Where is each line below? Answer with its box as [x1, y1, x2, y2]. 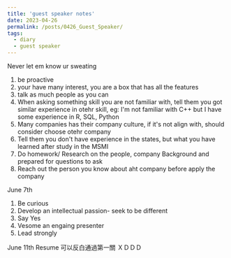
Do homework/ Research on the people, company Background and [17, 150, 209, 158]
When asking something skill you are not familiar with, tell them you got [17, 98, 223, 106]
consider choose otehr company [17, 127, 112, 136]
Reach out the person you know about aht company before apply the [17, 165, 216, 173]
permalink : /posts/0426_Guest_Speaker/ [7, 23, 124, 30]
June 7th [7, 186, 33, 194]
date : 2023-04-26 [7, 17, 58, 24]
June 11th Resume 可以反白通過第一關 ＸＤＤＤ [7, 243, 142, 252]
